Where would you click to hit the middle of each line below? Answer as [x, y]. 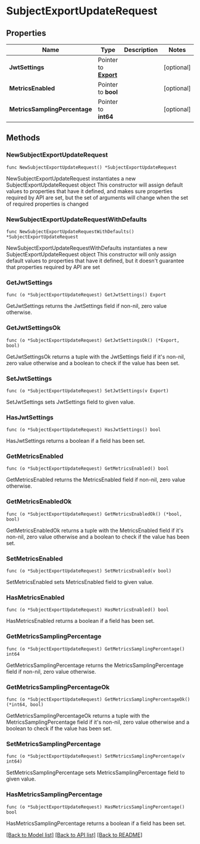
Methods [23, 138]
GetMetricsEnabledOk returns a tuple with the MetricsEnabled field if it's [95, 530]
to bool [108, 92]
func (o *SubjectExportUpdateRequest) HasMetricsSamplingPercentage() [96, 807]
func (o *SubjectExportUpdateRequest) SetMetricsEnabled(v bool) [89, 571]
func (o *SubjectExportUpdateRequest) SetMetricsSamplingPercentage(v [96, 756]
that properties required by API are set [53, 267]
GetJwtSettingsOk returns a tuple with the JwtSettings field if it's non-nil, [96, 356]
